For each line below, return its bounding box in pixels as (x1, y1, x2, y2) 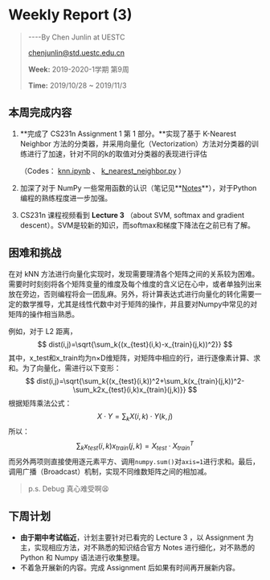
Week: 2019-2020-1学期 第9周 (27, 64, 130, 74)
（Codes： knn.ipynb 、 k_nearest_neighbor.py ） (19, 166, 186, 175)
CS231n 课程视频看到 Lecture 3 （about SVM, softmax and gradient (19, 210, 245, 220)
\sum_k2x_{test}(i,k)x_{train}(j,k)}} (72, 385, 186, 394)
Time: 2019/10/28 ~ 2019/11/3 (27, 80, 127, 90)
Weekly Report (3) (8, 6, 133, 24)
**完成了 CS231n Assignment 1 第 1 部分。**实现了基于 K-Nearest (19, 129, 237, 138)
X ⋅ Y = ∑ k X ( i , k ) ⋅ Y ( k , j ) (96, 411, 174, 423)
